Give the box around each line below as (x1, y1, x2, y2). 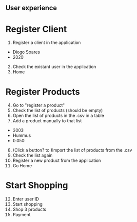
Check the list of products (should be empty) (12, 108, 103, 113)
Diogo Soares (12, 49, 40, 55)
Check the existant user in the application (12, 64, 97, 70)
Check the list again (12, 153, 53, 158)
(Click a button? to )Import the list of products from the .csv (12, 147, 132, 153)
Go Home (12, 163, 32, 169)
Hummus (12, 133, 31, 138)
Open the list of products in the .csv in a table (12, 112, 104, 119)
